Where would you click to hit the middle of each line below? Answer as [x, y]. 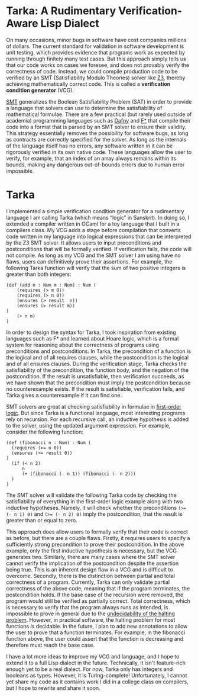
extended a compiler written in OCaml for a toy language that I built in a [93, 224]
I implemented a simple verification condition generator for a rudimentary [95, 211]
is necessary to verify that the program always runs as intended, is [87, 607]
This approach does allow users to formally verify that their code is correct [97, 532]
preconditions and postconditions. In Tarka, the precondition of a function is [98, 351]
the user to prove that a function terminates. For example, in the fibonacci [96, 632]
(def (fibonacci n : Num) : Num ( [49, 442]
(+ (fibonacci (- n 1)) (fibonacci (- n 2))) [79, 474]
